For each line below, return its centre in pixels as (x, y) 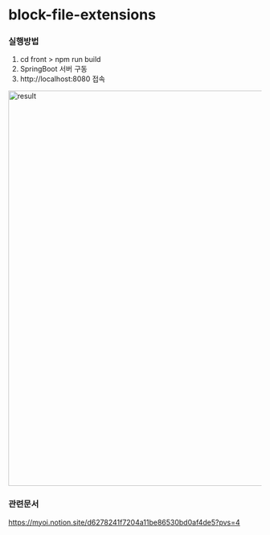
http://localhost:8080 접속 (63, 79)
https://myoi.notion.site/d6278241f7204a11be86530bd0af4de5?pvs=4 (125, 522)
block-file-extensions (82, 15)
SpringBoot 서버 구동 (53, 69)
